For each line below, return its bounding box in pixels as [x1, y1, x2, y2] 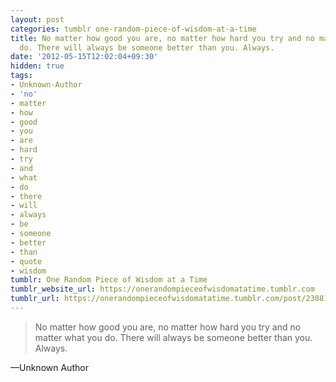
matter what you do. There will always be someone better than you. [34, 331, 313, 343]
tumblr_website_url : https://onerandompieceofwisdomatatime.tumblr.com [10, 284, 315, 295]
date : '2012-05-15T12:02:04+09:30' [10, 52, 159, 62]
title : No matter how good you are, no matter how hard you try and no [10, 33, 315, 43]
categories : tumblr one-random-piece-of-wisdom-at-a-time [10, 24, 257, 34]
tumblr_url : [10, 294, 60, 304]
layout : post [10, 14, 65, 25]
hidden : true [10, 61, 65, 71]
